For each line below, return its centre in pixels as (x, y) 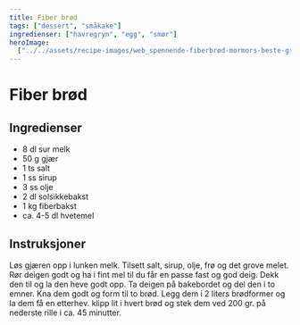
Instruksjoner (48, 243)
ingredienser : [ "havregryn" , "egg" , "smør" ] (93, 34)
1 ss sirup (40, 178)
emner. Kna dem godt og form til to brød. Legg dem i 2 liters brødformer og (147, 293)
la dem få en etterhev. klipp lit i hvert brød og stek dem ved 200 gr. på (137, 303)
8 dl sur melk (46, 149)
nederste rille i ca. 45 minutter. (66, 312)
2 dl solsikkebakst (55, 196)
